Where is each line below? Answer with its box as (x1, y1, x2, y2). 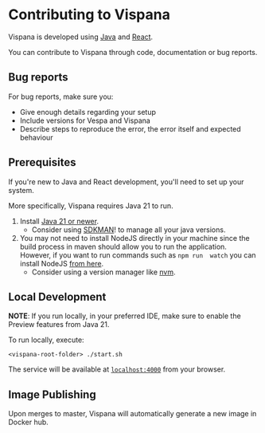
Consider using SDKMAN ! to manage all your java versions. (31, 225, 226, 234)
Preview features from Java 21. (8, 320, 110, 329)
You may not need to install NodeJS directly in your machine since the (19, 233, 250, 242)
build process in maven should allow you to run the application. (19, 242, 227, 251)
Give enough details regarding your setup (19, 107, 157, 116)
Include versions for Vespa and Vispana (19, 116, 151, 125)
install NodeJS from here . (19, 258, 104, 268)
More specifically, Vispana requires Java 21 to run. (8, 201, 173, 211)
